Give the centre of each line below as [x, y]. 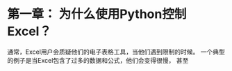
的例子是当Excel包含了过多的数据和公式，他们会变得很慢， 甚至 [98, 60]
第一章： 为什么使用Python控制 [97, 14]
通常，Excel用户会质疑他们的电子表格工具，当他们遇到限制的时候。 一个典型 [116, 52]
